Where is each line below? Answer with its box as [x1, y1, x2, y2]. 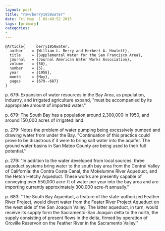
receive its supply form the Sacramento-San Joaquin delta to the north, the [5, 210, 159, 215]
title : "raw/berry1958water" [5, 12, 65, 17]
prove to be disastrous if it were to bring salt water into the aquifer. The [5, 138, 150, 143]
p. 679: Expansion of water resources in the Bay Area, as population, [5, 92, 145, 97]
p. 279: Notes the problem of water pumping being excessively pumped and [5, 127, 161, 133]
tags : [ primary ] [5, 21, 39, 26]
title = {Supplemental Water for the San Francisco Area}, [9, 53, 143, 58]
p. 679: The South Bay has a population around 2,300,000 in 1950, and [5, 112, 150, 118]
